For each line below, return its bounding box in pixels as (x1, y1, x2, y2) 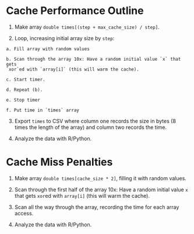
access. (14, 209, 34, 216)
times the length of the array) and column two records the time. (14, 124, 167, 131)
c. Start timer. (6, 76, 45, 82)
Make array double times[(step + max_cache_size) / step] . (14, 23, 160, 30)
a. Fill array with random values (6, 46, 90, 52)
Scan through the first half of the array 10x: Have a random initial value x (14, 186, 188, 193)
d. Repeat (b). (6, 86, 43, 93)
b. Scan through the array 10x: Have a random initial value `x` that (6, 56, 181, 62)
